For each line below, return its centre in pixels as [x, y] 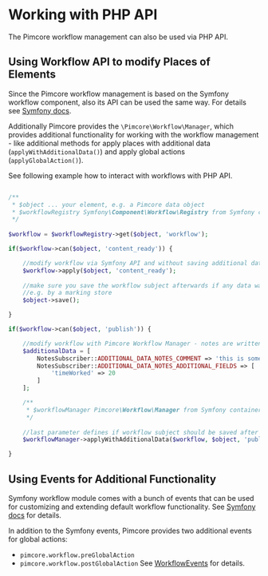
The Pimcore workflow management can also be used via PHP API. [118, 37]
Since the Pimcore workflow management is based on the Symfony [119, 93]
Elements [32, 75]
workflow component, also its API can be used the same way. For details [128, 102]
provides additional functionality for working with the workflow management [134, 134]
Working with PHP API [83, 15]
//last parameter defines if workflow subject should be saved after [141, 432]
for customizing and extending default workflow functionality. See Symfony [132, 506]
